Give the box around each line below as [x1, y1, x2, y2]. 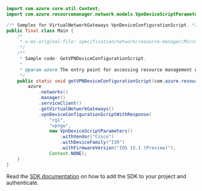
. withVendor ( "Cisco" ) [60, 134, 114, 140]
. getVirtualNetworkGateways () [38, 106, 114, 112]
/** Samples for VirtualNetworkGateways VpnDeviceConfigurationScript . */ [6, 22, 198, 28]
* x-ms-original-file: [19, 39, 77, 45]
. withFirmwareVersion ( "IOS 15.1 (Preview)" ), [60, 145, 176, 151]
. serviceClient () [38, 100, 82, 106]
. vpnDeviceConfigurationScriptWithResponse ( [38, 111, 152, 117]
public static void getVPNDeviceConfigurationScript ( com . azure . [17, 78, 182, 84]
